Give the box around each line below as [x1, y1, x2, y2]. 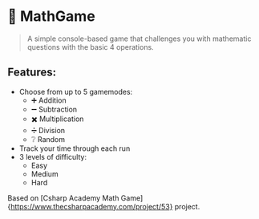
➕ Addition [30, 95, 67, 105]
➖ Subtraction [30, 104, 78, 114]
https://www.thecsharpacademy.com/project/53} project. [10, 201, 200, 211]
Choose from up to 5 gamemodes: [18, 87, 133, 96]
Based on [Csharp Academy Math [7, 193, 119, 203]
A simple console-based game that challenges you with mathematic [26, 34, 252, 43]
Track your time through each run [18, 144, 131, 153]
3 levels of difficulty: [18, 152, 87, 161]
